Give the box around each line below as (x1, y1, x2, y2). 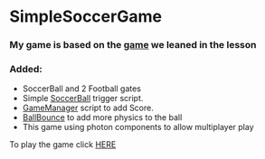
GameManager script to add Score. (22, 102, 154, 114)
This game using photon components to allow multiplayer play (22, 122, 255, 133)
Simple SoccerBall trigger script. (22, 93, 144, 104)
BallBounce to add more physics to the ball (22, 112, 183, 123)
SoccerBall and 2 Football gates (22, 83, 142, 94)
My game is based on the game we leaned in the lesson (9, 39, 257, 51)
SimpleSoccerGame (9, 6, 163, 27)
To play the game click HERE (9, 139, 117, 150)
